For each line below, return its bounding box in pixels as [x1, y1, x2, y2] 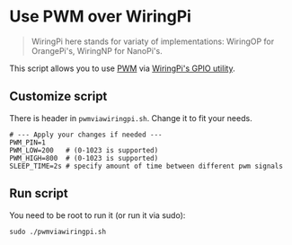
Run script [9, 186, 69, 201]
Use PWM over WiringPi [9, 6, 191, 27]
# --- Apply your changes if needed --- [9, 130, 164, 139]
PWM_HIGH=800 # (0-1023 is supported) [9, 153, 159, 162]
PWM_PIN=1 [9, 137, 47, 147]
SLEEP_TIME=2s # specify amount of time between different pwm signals [9, 162, 283, 171]
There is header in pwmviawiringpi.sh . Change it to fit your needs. [9, 112, 253, 123]
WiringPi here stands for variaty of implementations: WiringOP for [31, 36, 275, 47]
